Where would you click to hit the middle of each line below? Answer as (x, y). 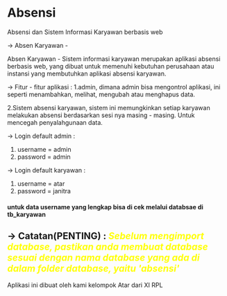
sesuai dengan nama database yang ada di (103, 258)
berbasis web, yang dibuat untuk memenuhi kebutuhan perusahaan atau (111, 66)
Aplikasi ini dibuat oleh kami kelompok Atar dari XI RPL (85, 285)
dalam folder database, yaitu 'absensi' (93, 268)
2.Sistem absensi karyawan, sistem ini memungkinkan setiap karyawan (109, 107)
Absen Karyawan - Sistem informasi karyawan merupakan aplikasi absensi (114, 59)
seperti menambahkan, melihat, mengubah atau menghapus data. (101, 94)
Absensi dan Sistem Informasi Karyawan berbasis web (85, 32)
